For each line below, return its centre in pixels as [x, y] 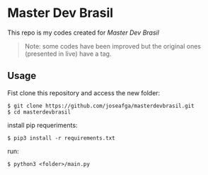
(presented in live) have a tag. [68, 54]
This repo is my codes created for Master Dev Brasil [83, 32]
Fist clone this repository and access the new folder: [84, 92]
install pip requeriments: [42, 125]
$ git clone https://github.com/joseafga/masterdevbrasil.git [101, 106]
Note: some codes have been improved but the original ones [113, 46]
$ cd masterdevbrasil [39, 112]
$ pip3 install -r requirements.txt [61, 138]
